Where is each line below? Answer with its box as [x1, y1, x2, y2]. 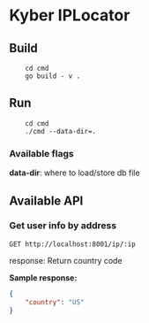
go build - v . [25, 72, 81, 81]
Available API [9, 193, 84, 208]
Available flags [9, 147, 74, 159]
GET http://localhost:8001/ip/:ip [9, 240, 137, 249]
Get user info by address [9, 219, 117, 232]
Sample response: [9, 272, 78, 283]
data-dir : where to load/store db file [9, 167, 140, 178]
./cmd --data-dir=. [25, 127, 97, 135]
